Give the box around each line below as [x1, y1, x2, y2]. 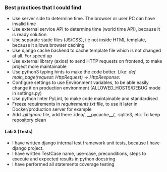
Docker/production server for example [12, 106, 92, 112]
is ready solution [12, 32, 47, 38]
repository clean [12, 117, 46, 123]
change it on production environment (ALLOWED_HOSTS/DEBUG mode [12, 85, 161, 91]
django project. [12, 145, 44, 151]
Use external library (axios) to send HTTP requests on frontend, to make [12, 58, 162, 64]
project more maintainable [12, 63, 67, 69]
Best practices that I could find [5, 4, 82, 11]
